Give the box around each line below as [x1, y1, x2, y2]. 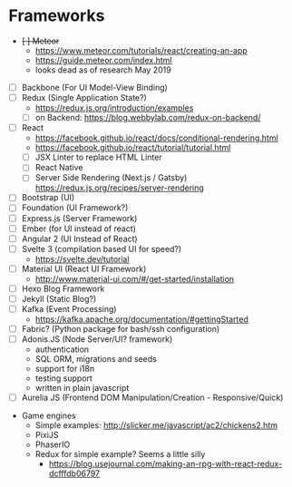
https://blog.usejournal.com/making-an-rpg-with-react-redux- [48, 459, 283, 470]
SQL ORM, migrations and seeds [34, 354, 158, 365]
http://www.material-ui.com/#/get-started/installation [34, 273, 235, 284]
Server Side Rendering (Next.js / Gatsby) [34, 172, 188, 183]
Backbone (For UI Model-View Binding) [21, 82, 169, 93]
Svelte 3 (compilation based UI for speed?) [21, 243, 182, 254]
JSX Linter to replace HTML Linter [34, 151, 162, 163]
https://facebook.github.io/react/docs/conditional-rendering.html [34, 132, 278, 143]
